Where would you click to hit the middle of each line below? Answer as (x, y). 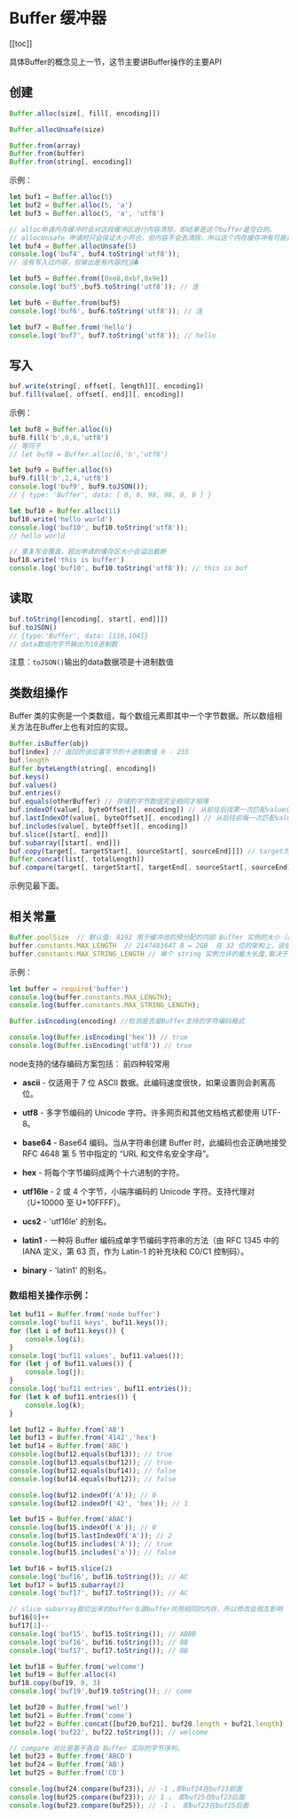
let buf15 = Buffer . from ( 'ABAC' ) (71, 1520)
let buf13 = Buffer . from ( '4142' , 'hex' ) (83, 1438)
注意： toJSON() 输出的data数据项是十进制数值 (92, 662)
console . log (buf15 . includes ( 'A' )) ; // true (91, 1545)
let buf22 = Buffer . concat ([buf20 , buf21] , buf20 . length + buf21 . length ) (146, 1724)
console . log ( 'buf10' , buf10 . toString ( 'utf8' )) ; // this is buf (129, 568)
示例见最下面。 (36, 886)
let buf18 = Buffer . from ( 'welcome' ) (77, 1666)
